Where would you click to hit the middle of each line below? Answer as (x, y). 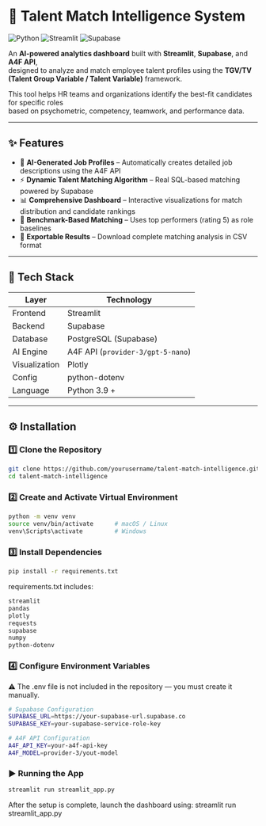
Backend (28, 325)
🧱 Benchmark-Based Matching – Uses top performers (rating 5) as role (137, 219)
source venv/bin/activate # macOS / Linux (88, 524)
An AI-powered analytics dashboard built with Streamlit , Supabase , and (128, 53)
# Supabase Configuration (51, 709)
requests (23, 623)
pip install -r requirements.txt (63, 572)
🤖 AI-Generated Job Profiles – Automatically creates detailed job (126, 162)
